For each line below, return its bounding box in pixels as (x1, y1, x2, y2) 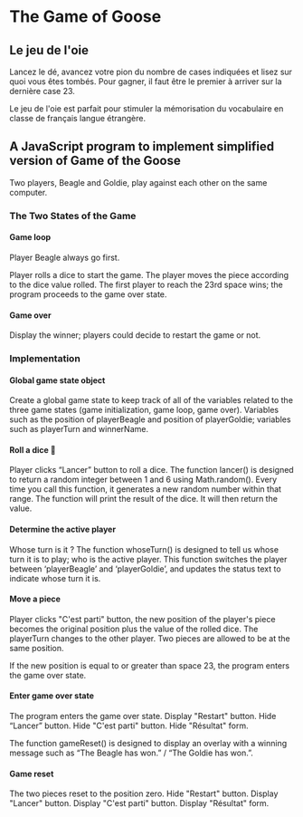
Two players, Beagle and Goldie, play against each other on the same (9, 177, 268, 187)
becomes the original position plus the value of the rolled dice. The (9, 623, 259, 634)
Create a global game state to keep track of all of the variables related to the (9, 395, 294, 406)
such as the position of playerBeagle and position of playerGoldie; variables (9, 414, 291, 425)
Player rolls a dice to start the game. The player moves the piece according (9, 269, 289, 280)
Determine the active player (9, 524, 116, 535)
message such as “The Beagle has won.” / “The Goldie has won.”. (9, 747, 253, 758)
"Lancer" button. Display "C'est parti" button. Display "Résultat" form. (9, 798, 270, 809)
